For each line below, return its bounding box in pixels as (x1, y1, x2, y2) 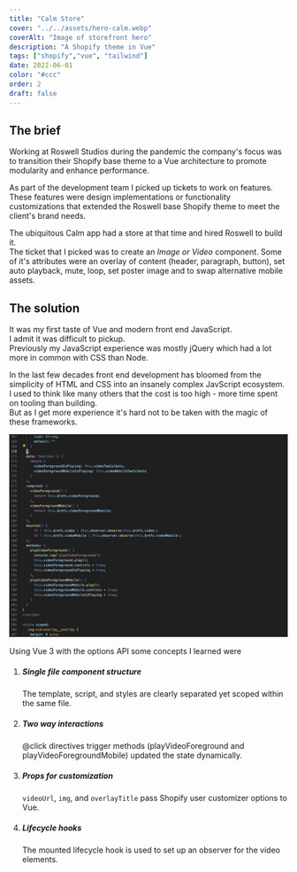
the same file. (21, 698, 72, 709)
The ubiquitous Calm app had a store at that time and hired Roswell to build (9, 228, 283, 238)
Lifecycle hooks (21, 822, 82, 833)
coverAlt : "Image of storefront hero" (9, 33, 152, 42)
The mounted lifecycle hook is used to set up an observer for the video (21, 845, 281, 855)
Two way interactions (21, 719, 104, 728)
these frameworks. (9, 417, 78, 427)
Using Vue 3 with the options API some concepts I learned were (9, 646, 242, 657)
